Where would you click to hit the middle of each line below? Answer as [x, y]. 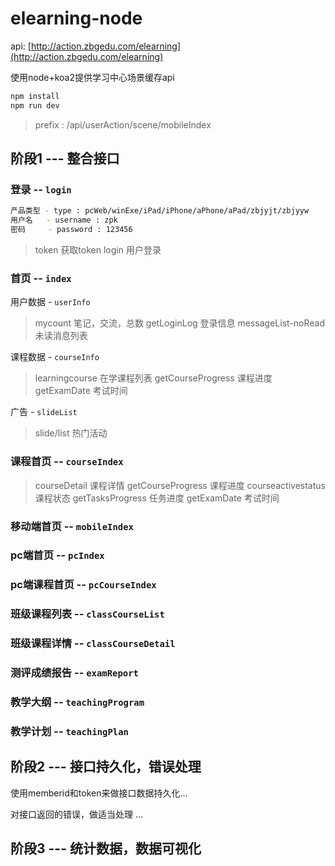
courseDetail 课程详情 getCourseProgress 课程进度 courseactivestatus [180, 485]
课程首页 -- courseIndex [67, 462]
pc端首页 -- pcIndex [57, 555]
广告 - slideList [44, 412]
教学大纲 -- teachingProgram [77, 702]
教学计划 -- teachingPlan [69, 731]
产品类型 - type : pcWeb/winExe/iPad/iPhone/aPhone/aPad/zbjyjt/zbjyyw [160, 211]
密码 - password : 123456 [71, 230]
